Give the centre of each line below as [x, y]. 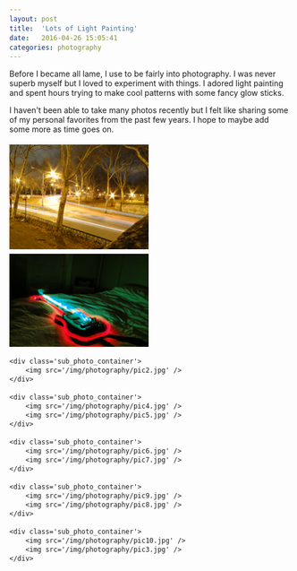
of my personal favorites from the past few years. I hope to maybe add [140, 120]
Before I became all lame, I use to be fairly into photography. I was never [143, 74]
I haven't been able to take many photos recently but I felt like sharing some [149, 110]
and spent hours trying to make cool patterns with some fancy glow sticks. [147, 93]
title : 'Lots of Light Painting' [74, 28]
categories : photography [55, 48]
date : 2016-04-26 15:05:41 [64, 38]
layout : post [34, 19]
